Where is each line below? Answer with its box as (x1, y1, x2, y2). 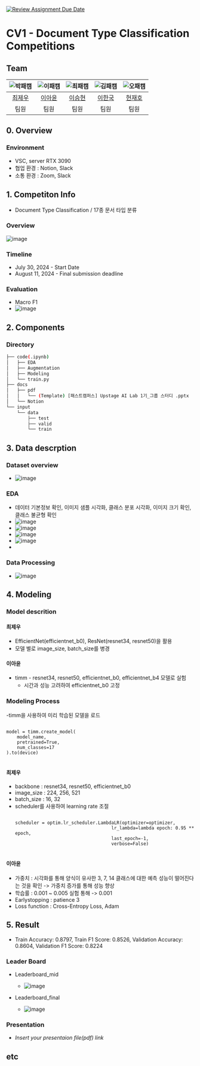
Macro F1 (14, 298, 38, 306)
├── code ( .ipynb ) (6, 354, 50, 360)
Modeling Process (6, 697, 60, 705)
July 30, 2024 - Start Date (14, 264, 79, 271)
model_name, (17, 734, 47, 740)
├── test (27, 415, 50, 421)
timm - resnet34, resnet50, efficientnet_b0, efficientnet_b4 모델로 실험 (14, 674, 186, 681)
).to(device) (6, 750, 39, 756)
